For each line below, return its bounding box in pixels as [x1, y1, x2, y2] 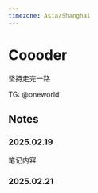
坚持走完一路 [8, 73, 50, 83]
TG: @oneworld [8, 89, 60, 99]
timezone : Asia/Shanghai [8, 11, 91, 20]
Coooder [8, 45, 68, 64]
